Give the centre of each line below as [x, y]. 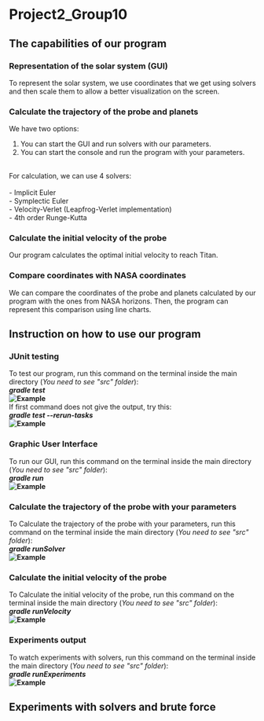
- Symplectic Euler [39, 201]
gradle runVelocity [40, 612]
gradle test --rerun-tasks [51, 415]
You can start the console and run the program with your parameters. [132, 153]
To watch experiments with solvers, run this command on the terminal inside [132, 657]
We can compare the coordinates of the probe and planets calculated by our [132, 292]
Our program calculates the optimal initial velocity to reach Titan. [114, 255]
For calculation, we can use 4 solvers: [70, 176]
